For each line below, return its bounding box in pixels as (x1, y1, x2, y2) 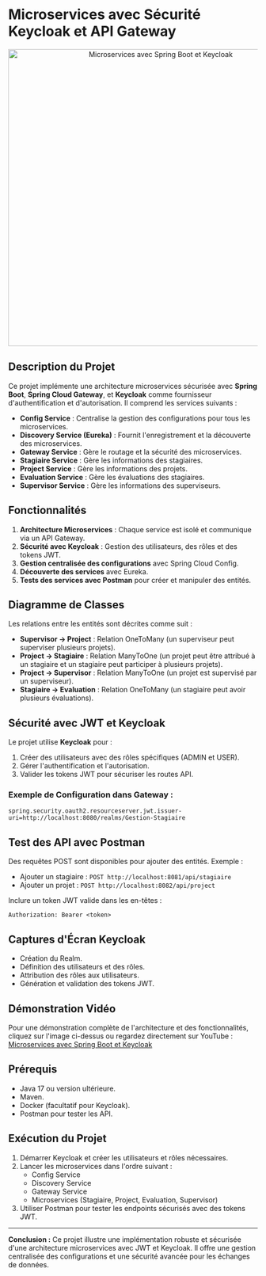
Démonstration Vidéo (8, 1002, 116, 1015)
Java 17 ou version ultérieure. (19, 1084, 116, 1093)
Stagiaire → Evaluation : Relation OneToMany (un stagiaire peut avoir (19, 685, 246, 695)
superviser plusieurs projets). (19, 643, 116, 653)
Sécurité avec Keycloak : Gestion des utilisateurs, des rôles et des (19, 541, 237, 551)
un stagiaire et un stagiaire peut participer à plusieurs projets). (19, 660, 223, 669)
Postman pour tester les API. (19, 1109, 113, 1118)
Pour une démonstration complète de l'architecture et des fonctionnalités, (8, 1023, 249, 1032)
